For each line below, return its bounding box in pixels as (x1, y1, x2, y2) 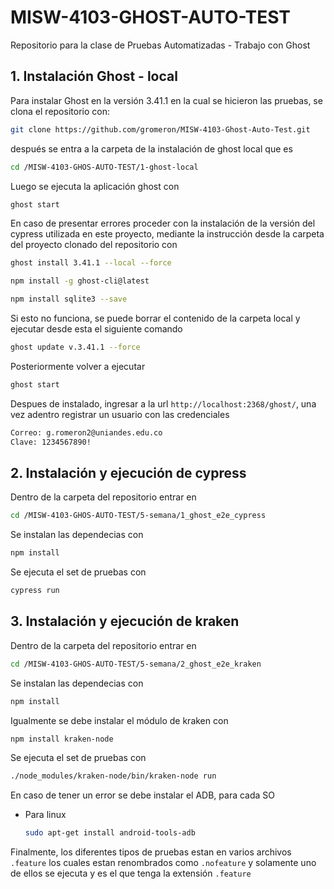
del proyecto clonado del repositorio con (10, 239, 178, 251)
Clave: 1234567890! (10, 437, 92, 447)
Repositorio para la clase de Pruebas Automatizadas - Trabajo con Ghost (10, 39, 311, 51)
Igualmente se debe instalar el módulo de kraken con (10, 714, 229, 726)
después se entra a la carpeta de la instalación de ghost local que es (10, 142, 293, 155)
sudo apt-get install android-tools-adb (24, 828, 196, 838)
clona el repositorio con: (10, 105, 110, 117)
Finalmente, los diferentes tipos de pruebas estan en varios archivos (10, 846, 292, 858)
